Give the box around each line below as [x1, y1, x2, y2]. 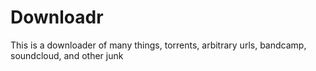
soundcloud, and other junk [10, 49, 124, 61]
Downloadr [10, 6, 104, 29]
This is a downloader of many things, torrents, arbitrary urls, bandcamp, [10, 39, 307, 51]
